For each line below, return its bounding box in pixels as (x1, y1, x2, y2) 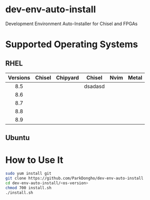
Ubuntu (5, 133, 30, 142)
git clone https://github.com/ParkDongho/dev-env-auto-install (5, 176, 144, 181)
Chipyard (56, 74, 79, 81)
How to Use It (5, 154, 63, 166)
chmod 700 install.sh (5, 185, 52, 190)
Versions (8, 74, 31, 81)
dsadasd (84, 83, 105, 90)
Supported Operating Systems (5, 38, 138, 50)
